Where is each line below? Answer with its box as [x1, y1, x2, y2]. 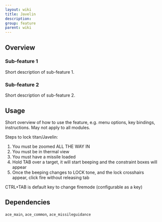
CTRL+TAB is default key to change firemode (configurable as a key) [5, 184, 143, 190]
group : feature [5, 20, 36, 26]
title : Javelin [5, 12, 36, 17]
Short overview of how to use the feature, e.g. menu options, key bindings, [5, 119, 155, 125]
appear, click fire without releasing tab [12, 174, 89, 181]
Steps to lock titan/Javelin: [5, 134, 59, 140]
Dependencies [5, 198, 50, 206]
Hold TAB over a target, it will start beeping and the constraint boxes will [12, 159, 158, 165]
